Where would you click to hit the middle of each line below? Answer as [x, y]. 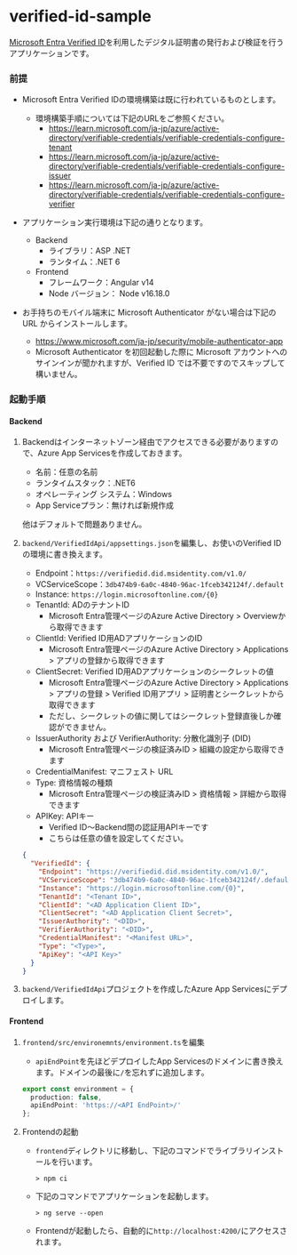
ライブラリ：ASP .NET [90, 251]
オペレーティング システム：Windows [104, 495]
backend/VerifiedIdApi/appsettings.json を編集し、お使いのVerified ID [152, 543]
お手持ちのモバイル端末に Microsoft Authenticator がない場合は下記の [149, 312]
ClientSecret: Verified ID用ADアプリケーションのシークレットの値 [155, 672]
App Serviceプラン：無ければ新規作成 [105, 505]
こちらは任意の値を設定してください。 [118, 839]
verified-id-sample [81, 16]
